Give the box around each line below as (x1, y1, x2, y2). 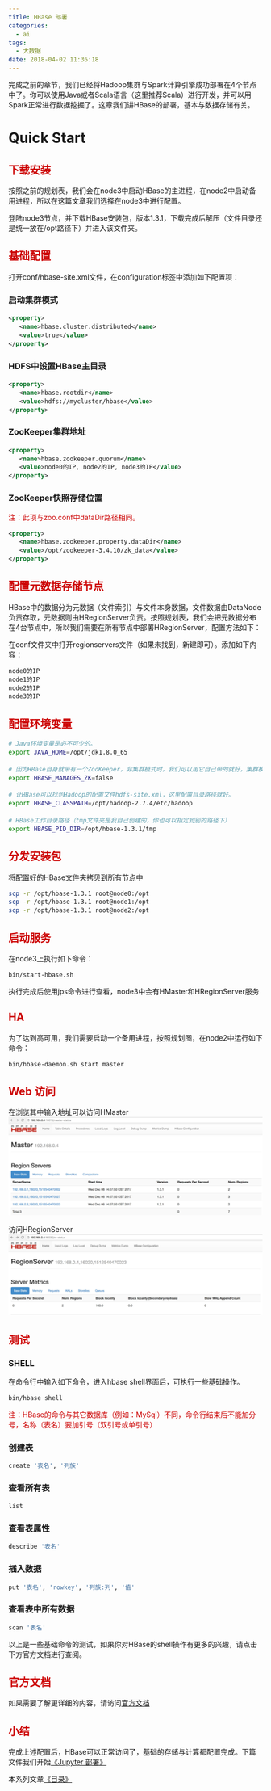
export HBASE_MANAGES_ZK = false (8, 774, 114, 782)
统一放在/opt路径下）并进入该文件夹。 (15, 223, 143, 233)
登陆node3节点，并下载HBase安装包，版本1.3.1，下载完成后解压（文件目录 (8, 213, 256, 222)
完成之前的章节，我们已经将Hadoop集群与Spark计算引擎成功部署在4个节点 (8, 80, 256, 89)
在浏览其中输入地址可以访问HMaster (8, 1108, 129, 1117)
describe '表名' (8, 1543, 60, 1551)
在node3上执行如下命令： (8, 954, 94, 963)
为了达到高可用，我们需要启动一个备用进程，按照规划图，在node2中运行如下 (8, 1032, 263, 1042)
